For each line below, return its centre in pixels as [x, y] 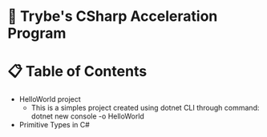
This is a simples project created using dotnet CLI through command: [145, 108]
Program [37, 33]
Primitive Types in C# [54, 125]
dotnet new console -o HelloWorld [88, 116]
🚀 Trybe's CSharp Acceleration [113, 16]
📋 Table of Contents [77, 72]
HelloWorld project [50, 99]
